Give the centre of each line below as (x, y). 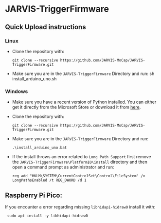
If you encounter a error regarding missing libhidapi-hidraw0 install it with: (80, 207)
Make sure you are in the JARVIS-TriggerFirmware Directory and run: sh (83, 74)
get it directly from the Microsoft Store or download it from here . (76, 107)
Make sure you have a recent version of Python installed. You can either (84, 102)
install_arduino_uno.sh (34, 78)
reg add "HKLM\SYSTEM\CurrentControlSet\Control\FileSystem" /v (79, 176)
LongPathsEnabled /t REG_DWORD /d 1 (49, 180)
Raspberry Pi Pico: (34, 195)
